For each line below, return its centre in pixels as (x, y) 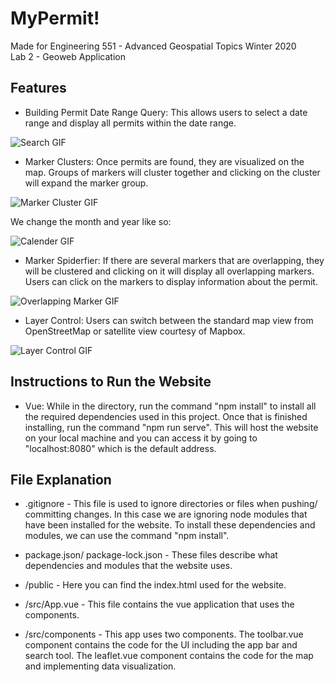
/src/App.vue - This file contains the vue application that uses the (159, 604)
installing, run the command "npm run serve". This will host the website (171, 427)
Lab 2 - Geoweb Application (68, 56)
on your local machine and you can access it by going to (141, 438)
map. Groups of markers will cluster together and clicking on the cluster (172, 172)
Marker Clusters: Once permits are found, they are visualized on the (164, 161)
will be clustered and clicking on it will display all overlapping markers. (169, 271)
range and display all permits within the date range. (130, 123)
